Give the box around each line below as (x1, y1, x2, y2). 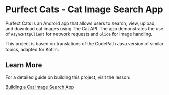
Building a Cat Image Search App (5, 84, 74, 90)
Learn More (5, 61, 42, 69)
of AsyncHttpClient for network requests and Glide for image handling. (5, 31, 153, 37)
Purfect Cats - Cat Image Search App (5, 4, 163, 15)
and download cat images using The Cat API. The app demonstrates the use (5, 25, 164, 31)
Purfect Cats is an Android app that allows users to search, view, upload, (5, 20, 156, 26)
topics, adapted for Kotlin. (5, 46, 59, 52)
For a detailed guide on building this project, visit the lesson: (5, 74, 130, 80)
